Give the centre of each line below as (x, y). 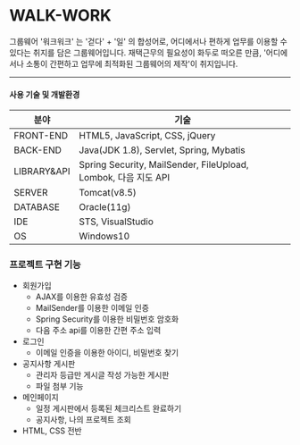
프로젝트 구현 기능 (46, 264)
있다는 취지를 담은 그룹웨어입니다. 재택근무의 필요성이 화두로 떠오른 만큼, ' (137, 52)
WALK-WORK (60, 16)
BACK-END (38, 150)
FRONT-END (41, 136)
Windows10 (104, 236)
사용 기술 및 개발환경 (45, 94)
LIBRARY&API (42, 172)
